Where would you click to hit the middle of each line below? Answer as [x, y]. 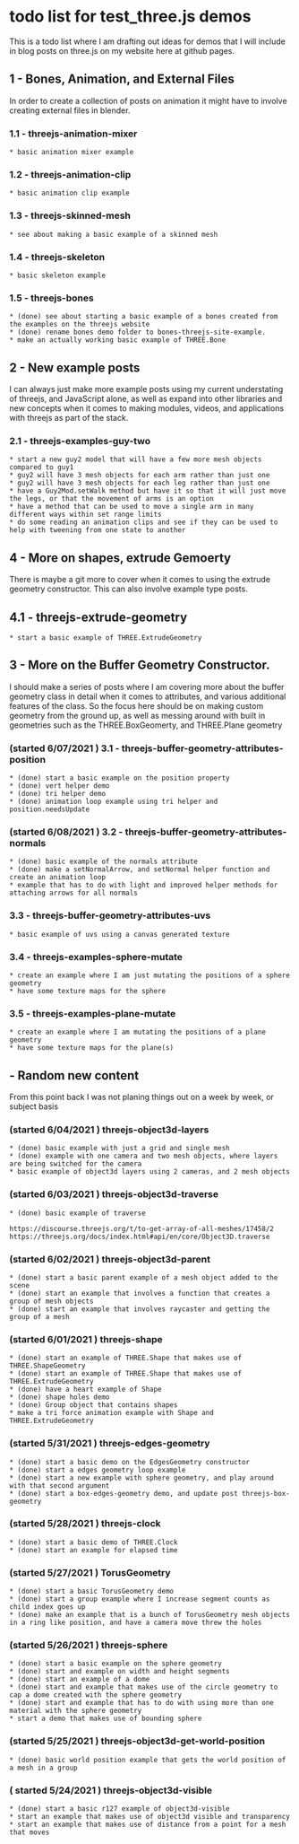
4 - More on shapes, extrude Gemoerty [120, 558]
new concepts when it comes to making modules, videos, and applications [147, 408]
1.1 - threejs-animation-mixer [73, 134]
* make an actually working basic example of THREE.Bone [118, 340]
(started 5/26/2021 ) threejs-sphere [89, 1646]
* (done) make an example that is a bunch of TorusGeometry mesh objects [150, 1615]
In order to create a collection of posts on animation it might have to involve [149, 101]
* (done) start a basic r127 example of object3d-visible [120, 1809]
